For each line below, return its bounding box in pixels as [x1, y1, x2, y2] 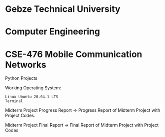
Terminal [5, 99, 23, 104]
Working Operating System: [5, 85, 62, 91]
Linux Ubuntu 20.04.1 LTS [5, 95, 58, 100]
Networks [5, 59, 47, 70]
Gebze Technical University [5, 3, 121, 15]
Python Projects [5, 75, 38, 81]
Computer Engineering [5, 26, 100, 37]
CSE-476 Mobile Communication [5, 48, 143, 60]
